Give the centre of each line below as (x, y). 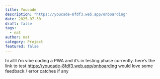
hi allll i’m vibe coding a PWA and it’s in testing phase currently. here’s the (80, 60)
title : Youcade (21, 10)
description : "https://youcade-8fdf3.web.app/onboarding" (66, 14)
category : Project (24, 42)
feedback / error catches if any (37, 71)
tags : (11, 28)
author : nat (17, 38)
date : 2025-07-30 (23, 19)
